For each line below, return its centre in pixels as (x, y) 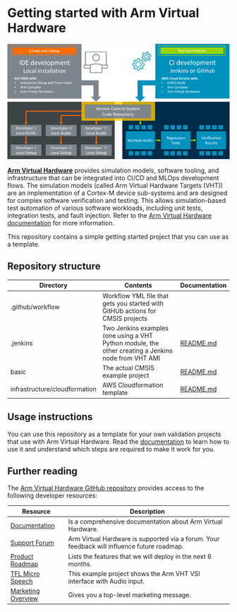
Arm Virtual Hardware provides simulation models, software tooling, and (113, 170)
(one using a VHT (128, 335)
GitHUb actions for (129, 311)
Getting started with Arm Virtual (103, 13)
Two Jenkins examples (135, 328)
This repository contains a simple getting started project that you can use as (118, 236)
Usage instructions (50, 417)
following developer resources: (52, 495)
